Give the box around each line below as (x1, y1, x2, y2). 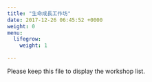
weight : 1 (19, 42, 48, 49)
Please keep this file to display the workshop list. (7, 67, 146, 75)
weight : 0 (7, 23, 36, 30)
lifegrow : (13, 36, 41, 43)
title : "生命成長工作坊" (7, 10, 71, 17)
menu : (7, 29, 23, 37)
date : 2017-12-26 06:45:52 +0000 (7, 17, 103, 23)
